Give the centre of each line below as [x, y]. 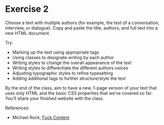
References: [17, 108]
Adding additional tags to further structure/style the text [69, 78]
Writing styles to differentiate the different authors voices [70, 68]
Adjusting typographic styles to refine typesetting [63, 73]
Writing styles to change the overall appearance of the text [72, 62]
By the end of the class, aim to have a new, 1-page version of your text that [81, 88]
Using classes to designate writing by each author [63, 57]
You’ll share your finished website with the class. [55, 98]
